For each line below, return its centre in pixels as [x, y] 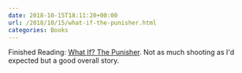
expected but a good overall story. [64, 60]
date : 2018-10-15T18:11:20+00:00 [63, 15]
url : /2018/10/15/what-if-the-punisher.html [82, 23]
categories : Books [38, 30]
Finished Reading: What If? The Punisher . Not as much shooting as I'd [121, 53]
